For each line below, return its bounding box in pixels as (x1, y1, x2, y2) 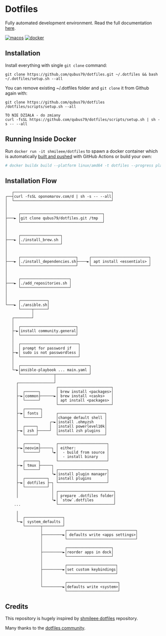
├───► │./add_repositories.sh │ (5, 281, 72, 286)
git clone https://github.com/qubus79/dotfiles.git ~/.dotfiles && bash (5, 72, 158, 77)
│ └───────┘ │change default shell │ (16, 415, 107, 420)
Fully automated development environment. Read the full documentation (5, 20, 152, 26)
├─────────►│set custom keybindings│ (40, 567, 119, 572)
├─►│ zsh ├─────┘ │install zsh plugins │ (16, 428, 107, 433)
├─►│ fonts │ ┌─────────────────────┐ (16, 411, 107, 416)
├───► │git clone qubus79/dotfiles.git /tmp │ (5, 216, 105, 221)
